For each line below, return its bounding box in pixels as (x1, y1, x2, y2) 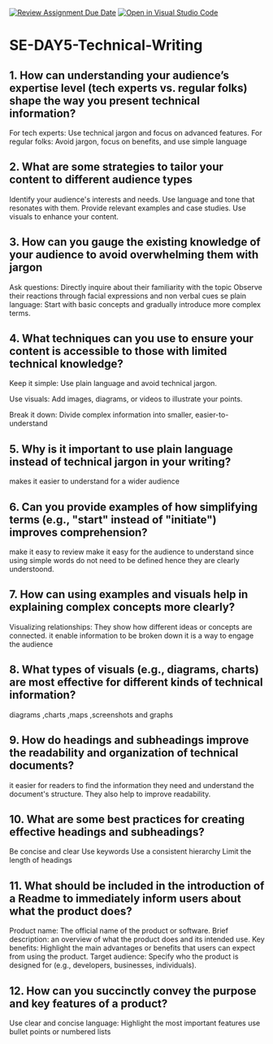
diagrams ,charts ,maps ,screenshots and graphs (9, 709, 174, 719)
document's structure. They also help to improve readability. (9, 789, 211, 799)
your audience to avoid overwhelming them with (9, 248, 259, 262)
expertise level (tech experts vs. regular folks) (9, 81, 248, 95)
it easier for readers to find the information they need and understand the (9, 780, 254, 790)
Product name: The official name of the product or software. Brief (9, 926, 228, 936)
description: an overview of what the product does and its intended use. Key (9, 934, 265, 944)
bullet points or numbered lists (9, 1026, 111, 1036)
